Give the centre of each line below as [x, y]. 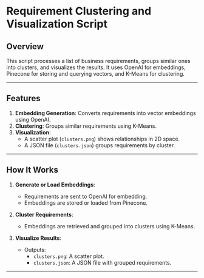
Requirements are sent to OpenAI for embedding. [86, 196]
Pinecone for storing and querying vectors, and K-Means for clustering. [96, 74]
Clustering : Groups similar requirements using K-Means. [86, 126]
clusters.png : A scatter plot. [69, 256]
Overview [25, 46]
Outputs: [35, 250]
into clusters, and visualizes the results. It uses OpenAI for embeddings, [96, 67]
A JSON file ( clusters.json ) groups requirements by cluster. [100, 145]
